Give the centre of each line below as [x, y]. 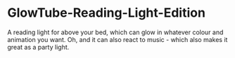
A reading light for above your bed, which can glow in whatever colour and [115, 32]
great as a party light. [38, 47]
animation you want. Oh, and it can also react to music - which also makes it [118, 39]
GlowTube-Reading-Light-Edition [107, 13]
